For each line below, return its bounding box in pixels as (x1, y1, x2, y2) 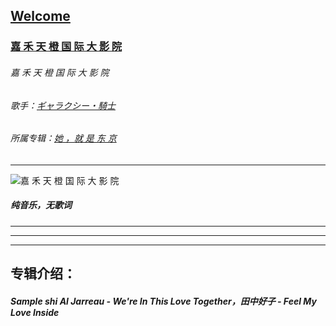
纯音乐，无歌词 (10, 199, 72, 211)
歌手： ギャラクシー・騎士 (10, 99, 116, 111)
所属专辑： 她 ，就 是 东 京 (10, 132, 117, 144)
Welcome (10, 8, 71, 25)
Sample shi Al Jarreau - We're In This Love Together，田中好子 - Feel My (10, 295, 317, 307)
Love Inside (10, 306, 60, 318)
